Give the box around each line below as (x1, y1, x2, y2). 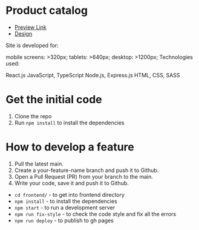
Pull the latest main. (14, 160, 64, 167)
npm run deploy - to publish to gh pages (14, 217, 114, 224)
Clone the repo (14, 112, 52, 120)
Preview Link (14, 24, 47, 31)
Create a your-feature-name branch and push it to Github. (14, 167, 159, 174)
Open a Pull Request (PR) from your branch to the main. (14, 173, 154, 180)
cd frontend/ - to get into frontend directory (14, 191, 125, 198)
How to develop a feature (5, 140, 134, 154)
